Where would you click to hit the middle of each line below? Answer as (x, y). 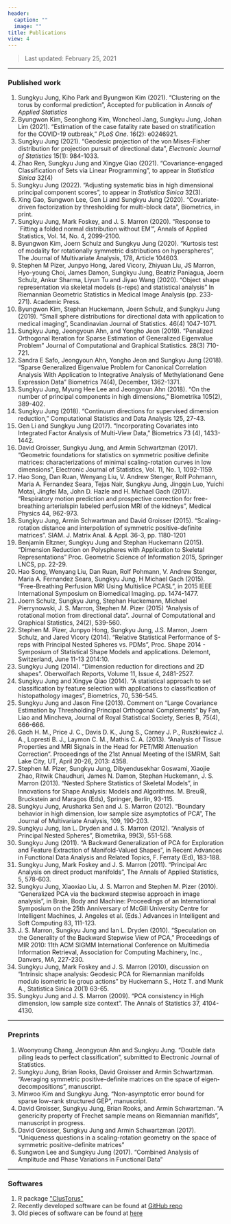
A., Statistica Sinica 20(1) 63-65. (63, 989)
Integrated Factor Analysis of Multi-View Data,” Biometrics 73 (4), (110, 433)
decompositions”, (42, 1086)
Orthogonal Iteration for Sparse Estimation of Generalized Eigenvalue (115, 338)
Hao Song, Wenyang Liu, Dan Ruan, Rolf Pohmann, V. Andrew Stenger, (117, 572)
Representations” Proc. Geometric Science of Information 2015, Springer (120, 557)
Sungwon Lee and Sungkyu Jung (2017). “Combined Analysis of (108, 1152)
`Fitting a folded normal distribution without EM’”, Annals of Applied (112, 229)
